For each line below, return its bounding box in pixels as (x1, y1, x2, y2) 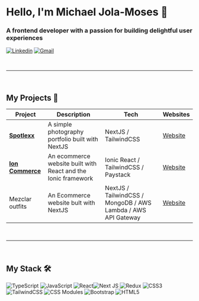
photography (47, 128, 84, 136)
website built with (47, 160, 97, 168)
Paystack (104, 171, 131, 179)
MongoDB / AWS (104, 199, 152, 207)
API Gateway (104, 213, 141, 222)
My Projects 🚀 (6, 93, 59, 103)
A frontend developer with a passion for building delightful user (6, 27, 192, 35)
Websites (162, 111, 190, 119)
